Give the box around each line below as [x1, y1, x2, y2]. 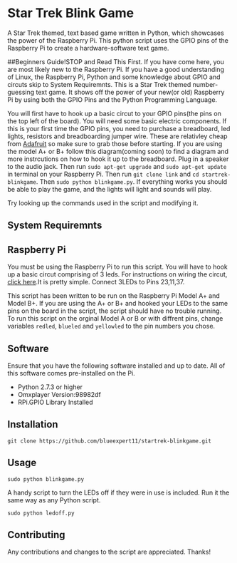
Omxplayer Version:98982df [17, 390, 101, 398]
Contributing [7, 529, 65, 541]
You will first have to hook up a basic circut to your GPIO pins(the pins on [7, 109, 222, 118]
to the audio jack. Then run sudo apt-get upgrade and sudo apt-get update [7, 162, 227, 170]
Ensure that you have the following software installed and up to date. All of [7, 361, 226, 370]
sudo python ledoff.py [7, 510, 75, 517]
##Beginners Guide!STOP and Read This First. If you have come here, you [7, 57, 224, 66]
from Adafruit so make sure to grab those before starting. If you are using [7, 139, 223, 148]
